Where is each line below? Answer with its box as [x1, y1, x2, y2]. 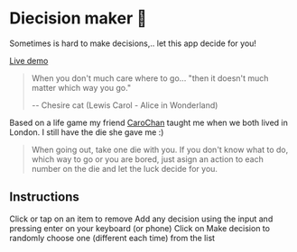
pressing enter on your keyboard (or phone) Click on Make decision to [9, 222, 271, 233]
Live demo [9, 55, 49, 66]
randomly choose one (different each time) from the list [9, 232, 215, 243]
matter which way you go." [31, 82, 132, 93]
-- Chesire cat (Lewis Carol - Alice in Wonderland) [31, 99, 218, 111]
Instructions [9, 189, 79, 205]
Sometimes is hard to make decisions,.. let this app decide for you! [9, 38, 257, 49]
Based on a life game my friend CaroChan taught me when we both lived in [9, 117, 289, 128]
